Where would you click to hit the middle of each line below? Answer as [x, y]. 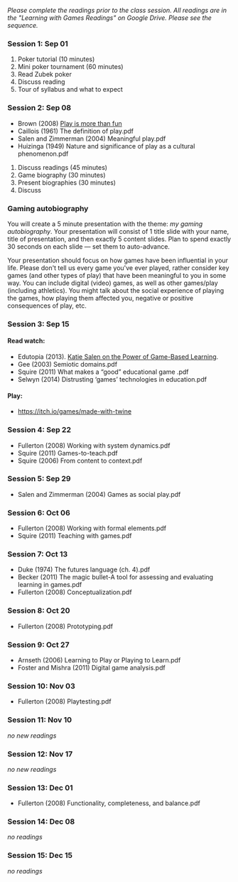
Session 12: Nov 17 [40, 754]
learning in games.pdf [50, 585]
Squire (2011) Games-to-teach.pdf [68, 453]
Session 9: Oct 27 [38, 645]
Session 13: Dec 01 [40, 787]
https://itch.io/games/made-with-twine [75, 412]
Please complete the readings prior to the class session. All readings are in [117, 10]
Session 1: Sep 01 [38, 43]
